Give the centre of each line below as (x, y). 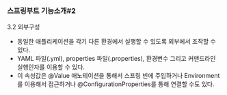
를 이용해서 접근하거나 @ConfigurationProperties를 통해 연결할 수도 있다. (116, 84)
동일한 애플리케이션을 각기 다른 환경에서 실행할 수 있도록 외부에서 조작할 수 (117, 42)
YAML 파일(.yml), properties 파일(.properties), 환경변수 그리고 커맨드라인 (116, 59)
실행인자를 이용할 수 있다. (51, 67)
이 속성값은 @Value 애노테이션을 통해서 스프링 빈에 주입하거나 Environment (118, 76)
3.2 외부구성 (24, 27)
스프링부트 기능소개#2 (42, 10)
